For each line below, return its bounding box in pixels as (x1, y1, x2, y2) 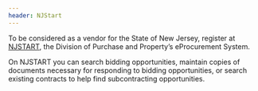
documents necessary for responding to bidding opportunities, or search (8, 65, 248, 75)
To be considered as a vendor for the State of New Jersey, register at (8, 33, 236, 43)
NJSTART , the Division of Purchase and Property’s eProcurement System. (8, 41, 251, 51)
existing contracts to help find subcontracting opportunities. (8, 74, 205, 83)
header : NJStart (8, 11, 62, 20)
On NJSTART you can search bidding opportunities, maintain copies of (8, 57, 240, 66)
